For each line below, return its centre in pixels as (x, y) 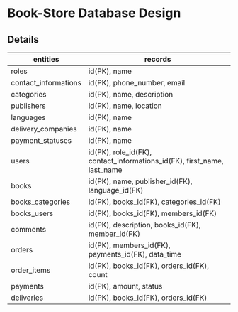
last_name (105, 170)
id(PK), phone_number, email (137, 83)
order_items (31, 270)
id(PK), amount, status (125, 286)
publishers (28, 106)
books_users (32, 213)
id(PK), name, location (125, 106)
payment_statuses (41, 140)
